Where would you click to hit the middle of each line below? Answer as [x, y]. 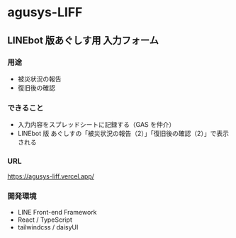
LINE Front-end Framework [57, 212]
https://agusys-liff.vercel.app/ [51, 176]
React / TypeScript [45, 220]
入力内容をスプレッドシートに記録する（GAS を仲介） [96, 125]
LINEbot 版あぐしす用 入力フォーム [83, 40]
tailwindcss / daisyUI [48, 227]
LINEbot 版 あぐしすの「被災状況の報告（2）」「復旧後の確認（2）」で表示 [123, 134]
